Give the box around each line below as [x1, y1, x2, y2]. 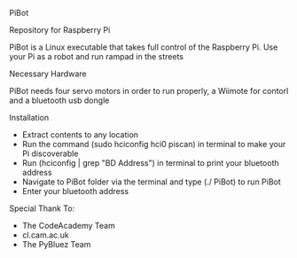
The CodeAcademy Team [21, 221, 115, 231]
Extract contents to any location [21, 129, 139, 140]
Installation [9, 113, 50, 122]
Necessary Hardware [9, 68, 87, 79]
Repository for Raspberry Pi [9, 25, 111, 35]
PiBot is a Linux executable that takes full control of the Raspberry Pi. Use [9, 42, 278, 52]
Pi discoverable [21, 148, 79, 159]
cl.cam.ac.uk [21, 230, 69, 240]
